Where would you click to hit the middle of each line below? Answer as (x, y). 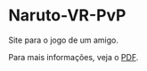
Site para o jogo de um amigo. (64, 40)
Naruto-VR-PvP (67, 16)
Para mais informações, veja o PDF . (73, 57)
